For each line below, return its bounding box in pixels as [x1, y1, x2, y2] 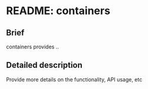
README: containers [6, 4, 111, 18]
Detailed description [6, 60, 83, 70]
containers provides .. [6, 43, 59, 50]
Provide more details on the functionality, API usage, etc [6, 75, 143, 83]
